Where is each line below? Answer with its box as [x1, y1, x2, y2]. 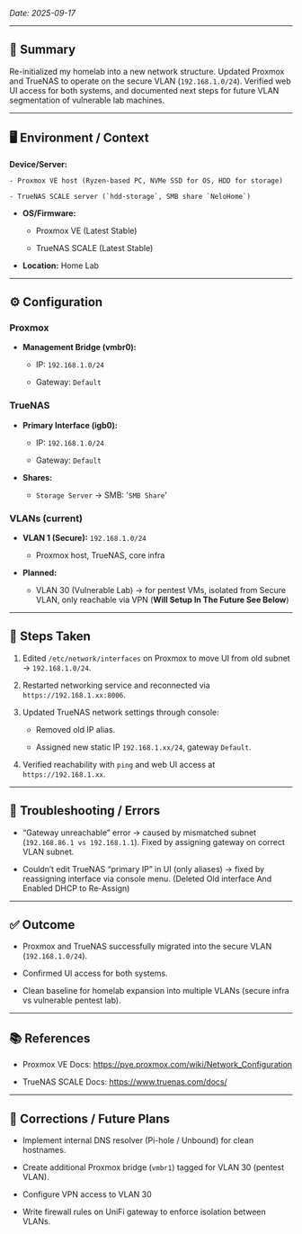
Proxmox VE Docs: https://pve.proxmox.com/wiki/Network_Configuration [22, 1059, 293, 1070]
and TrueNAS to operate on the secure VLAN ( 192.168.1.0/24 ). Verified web [9, 76, 292, 86]
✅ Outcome [9, 917, 75, 932]
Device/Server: [9, 158, 67, 169]
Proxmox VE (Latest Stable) [35, 225, 138, 236]
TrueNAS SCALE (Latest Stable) [35, 242, 154, 253]
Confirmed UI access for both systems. [22, 968, 168, 979]
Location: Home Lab [22, 260, 100, 271]
